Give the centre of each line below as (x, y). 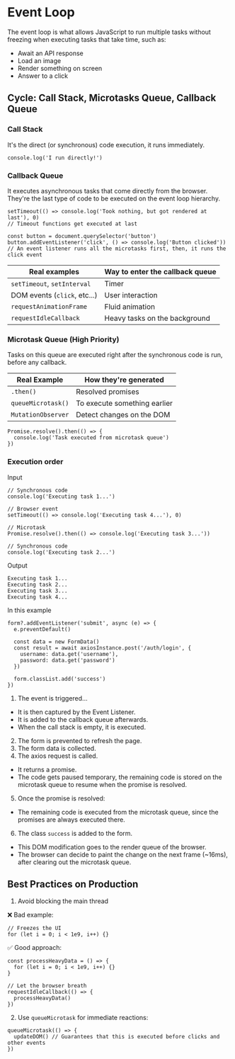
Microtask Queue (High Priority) (63, 339)
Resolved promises (107, 392)
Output (17, 565)
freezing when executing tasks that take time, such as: (87, 39)
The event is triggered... (52, 698)
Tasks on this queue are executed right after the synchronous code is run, (115, 355)
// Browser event (33, 509)
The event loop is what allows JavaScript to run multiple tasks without (109, 32)
